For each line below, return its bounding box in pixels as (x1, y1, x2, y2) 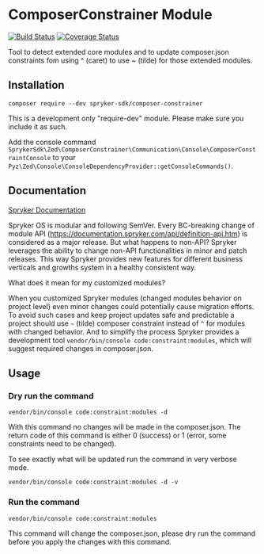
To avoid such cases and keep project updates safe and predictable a (8, 310, 235, 319)
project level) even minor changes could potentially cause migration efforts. (8, 301, 255, 311)
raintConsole (8, 154, 51, 162)
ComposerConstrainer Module (8, 6, 213, 24)
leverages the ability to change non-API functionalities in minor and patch (8, 246, 247, 255)
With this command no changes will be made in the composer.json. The (8, 422, 241, 432)
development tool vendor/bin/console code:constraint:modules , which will (8, 335, 251, 345)
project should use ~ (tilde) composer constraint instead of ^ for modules (8, 319, 246, 328)
